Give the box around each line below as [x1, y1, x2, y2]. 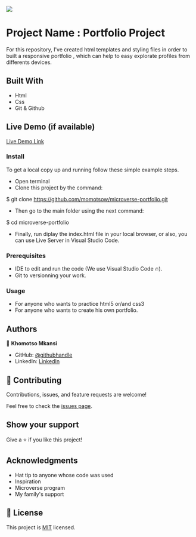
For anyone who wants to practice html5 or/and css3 [14, 300, 145, 308]
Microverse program [14, 484, 66, 491]
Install [6, 152, 25, 161]
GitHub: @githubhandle [14, 351, 73, 358]
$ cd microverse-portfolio [6, 219, 70, 226]
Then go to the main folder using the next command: [14, 207, 144, 214]
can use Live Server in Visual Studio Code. [14, 237, 120, 244]
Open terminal [14, 177, 50, 185]
